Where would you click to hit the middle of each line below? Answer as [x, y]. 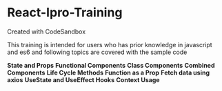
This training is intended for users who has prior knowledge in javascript [110, 44]
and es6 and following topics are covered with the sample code [97, 52]
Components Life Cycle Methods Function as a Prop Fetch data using [109, 73]
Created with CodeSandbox [47, 31]
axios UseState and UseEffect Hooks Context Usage [83, 79]
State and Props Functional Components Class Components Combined [111, 65]
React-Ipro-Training [65, 13]
